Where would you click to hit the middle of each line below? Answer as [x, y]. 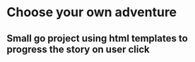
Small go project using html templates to [97, 38]
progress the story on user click [78, 49]
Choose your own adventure [92, 12]
